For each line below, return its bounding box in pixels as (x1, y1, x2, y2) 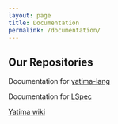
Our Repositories (8, 55, 93, 69)
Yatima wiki (8, 107, 46, 117)
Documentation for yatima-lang (8, 77, 111, 86)
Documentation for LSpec (8, 92, 93, 101)
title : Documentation (8, 19, 80, 27)
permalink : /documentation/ (8, 26, 101, 34)
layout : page (8, 11, 51, 20)
